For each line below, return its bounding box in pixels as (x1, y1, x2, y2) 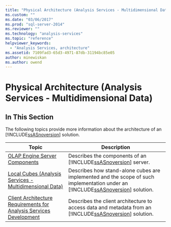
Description (101, 144, 131, 151)
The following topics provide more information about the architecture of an (5, 126, 162, 133)
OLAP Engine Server (8, 153, 57, 160)
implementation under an (68, 180, 128, 187)
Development (8, 214, 40, 221)
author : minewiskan (5, 55, 47, 60)
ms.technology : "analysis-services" (5, 31, 83, 36)
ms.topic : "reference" (5, 36, 53, 41)
